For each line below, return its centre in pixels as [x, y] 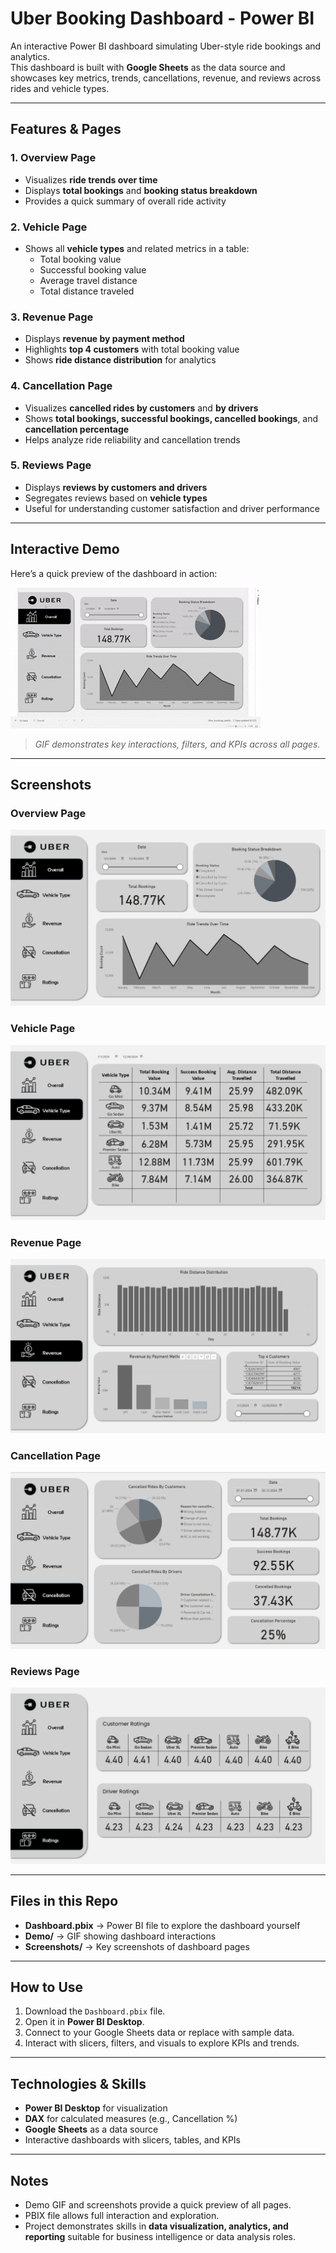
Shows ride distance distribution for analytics [120, 360]
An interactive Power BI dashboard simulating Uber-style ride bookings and [166, 46]
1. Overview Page [53, 158]
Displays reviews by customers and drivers [116, 487]
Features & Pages [66, 129]
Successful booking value [93, 269]
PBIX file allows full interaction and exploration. [122, 2215]
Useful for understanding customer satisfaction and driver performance [172, 508]
